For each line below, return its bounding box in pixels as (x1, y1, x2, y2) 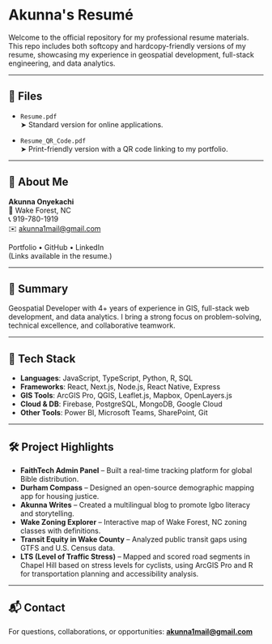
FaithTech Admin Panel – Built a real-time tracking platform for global (19, 466, 253, 475)
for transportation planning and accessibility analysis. (19, 569, 199, 578)
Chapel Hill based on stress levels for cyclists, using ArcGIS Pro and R (19, 560, 253, 569)
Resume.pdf (19, 112, 57, 121)
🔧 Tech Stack (8, 351, 76, 366)
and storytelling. (19, 509, 74, 518)
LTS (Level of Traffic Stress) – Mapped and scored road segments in (19, 552, 251, 561)
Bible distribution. (19, 474, 79, 483)
